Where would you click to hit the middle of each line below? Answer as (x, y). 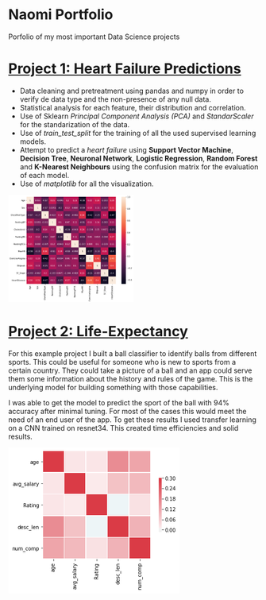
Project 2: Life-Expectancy (98, 332)
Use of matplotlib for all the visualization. (87, 184)
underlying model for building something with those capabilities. (113, 387)
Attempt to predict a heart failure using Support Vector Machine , (127, 149)
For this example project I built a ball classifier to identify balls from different (133, 353)
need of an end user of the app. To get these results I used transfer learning (132, 420)
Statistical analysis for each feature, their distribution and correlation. (133, 107)
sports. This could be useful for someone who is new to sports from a (122, 362)
